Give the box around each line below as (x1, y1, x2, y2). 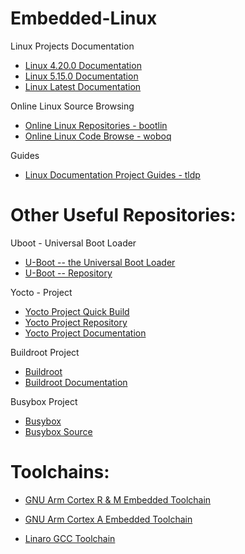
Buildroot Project (10, 346, 80, 358)
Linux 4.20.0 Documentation (24, 59, 142, 71)
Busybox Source (24, 425, 93, 437)
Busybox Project (10, 395, 78, 407)
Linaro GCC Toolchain (24, 532, 116, 544)
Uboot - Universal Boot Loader (10, 237, 137, 249)
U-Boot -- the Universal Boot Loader (24, 256, 176, 268)
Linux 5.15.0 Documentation (24, 70, 139, 82)
